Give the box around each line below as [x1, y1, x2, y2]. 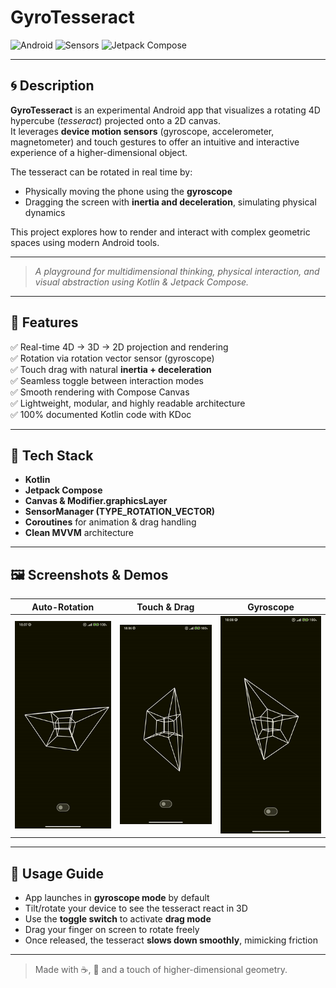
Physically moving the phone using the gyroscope [24, 185, 233, 197]
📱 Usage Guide [10, 865, 105, 882]
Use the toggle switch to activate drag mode [24, 913, 212, 925]
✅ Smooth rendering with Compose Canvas [10, 386, 190, 398]
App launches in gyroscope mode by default [24, 892, 210, 904]
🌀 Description [10, 77, 95, 95]
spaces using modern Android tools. [10, 236, 160, 248]
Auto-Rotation [31, 601, 95, 613]
